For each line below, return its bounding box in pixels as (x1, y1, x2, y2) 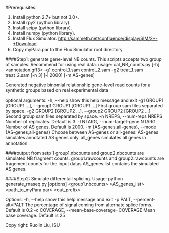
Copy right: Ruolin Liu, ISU (5, 222, 60, 228)
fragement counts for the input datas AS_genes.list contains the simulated (5, 161, 159, 166)
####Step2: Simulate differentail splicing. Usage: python (5, 176, 123, 181)
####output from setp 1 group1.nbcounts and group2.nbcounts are (5, 150, 144, 156)
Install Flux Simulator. (12, 35, 57, 41)
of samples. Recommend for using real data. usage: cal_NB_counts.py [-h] (5, 62, 160, 67)
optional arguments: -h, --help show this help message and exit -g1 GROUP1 (5, 97, 164, 103)
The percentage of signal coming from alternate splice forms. (25, 202, 153, 208)
